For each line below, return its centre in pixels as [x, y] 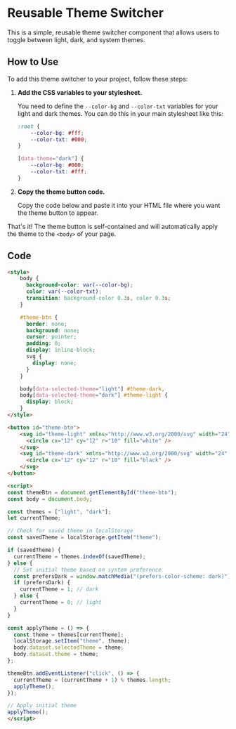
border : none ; [47, 324]
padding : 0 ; [43, 343]
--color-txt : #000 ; [59, 139]
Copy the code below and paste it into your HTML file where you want [119, 205]
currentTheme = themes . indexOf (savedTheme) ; [80, 556]
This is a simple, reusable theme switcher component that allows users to [113, 32]
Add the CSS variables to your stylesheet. [80, 92]
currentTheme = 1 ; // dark [59, 589]
